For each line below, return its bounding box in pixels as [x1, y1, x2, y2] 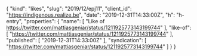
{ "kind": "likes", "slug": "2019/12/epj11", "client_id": [6, 5, 132, 12]
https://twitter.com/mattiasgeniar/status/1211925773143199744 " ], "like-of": [6, 24, 192, 31]
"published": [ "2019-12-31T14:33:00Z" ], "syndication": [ [6, 37, 147, 43]
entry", [6, 18, 23, 24]
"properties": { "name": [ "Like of [23, 18, 105, 24]
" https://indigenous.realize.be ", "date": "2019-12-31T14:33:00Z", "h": [6, 11, 175, 18]
